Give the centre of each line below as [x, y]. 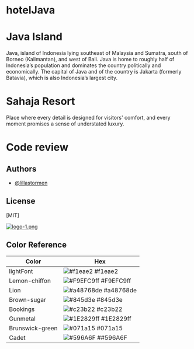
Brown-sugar [28, 299]
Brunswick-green [33, 328]
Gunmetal [22, 319]
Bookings [22, 309]
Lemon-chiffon [30, 281]
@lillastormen [31, 183]
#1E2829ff [116, 319]
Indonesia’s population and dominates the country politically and [84, 65]
